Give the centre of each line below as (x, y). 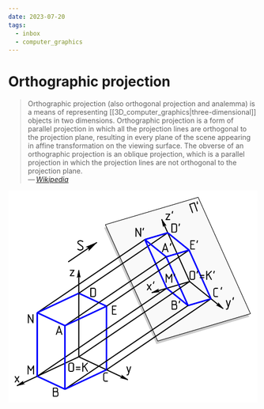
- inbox (28, 33)
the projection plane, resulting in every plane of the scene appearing (139, 138)
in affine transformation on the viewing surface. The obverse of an (136, 146)
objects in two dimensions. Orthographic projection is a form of (130, 121)
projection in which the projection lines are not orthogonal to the (132, 163)
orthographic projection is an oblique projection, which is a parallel (136, 154)
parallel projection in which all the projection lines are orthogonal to (137, 129)
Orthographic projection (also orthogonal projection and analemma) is (141, 104)
